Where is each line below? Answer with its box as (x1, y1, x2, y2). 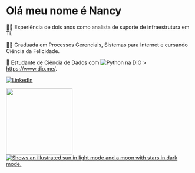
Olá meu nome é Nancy (6, 4, 122, 18)
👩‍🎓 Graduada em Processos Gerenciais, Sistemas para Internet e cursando (6, 41, 189, 48)
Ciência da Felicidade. (6, 47, 60, 54)
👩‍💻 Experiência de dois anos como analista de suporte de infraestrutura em (6, 24, 190, 31)
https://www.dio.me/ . (6, 65, 58, 72)
